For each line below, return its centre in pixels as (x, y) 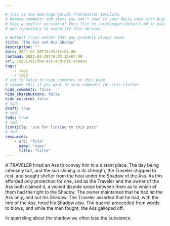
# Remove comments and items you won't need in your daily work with (80, 19)
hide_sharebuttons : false (32, 94)
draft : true (18, 108)
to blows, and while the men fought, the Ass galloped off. (65, 208)
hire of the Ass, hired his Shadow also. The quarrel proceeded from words (82, 203)
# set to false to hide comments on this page (55, 80)
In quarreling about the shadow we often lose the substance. (69, 218)
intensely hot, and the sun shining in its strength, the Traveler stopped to (81, 171)
